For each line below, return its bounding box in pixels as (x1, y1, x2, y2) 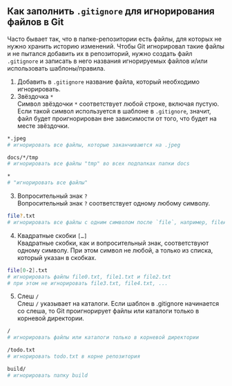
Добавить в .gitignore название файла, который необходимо (17, 77, 200, 86)
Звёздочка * (17, 92, 54, 100)
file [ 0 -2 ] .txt (7, 266, 48, 274)
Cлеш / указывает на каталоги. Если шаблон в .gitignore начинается (17, 300, 220, 308)
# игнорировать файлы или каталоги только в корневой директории (7, 334, 199, 341)
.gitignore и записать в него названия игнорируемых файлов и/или (7, 57, 208, 65)
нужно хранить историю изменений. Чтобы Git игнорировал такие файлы (7, 42, 224, 50)
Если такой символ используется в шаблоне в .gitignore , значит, (17, 107, 212, 115)
